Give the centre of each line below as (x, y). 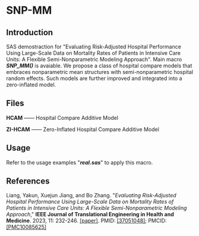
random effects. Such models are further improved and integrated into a (94, 78)
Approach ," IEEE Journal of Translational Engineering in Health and (90, 215)
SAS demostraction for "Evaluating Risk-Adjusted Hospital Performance (94, 46)
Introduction (30, 32)
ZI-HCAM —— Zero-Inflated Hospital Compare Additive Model (83, 129)
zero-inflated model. (31, 85)
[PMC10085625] (26, 227)
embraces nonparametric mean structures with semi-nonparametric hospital (100, 72)
